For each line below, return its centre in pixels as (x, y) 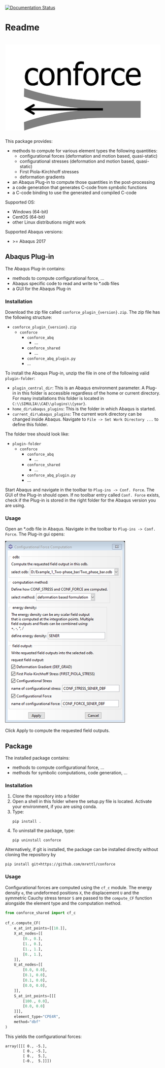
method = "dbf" (27, 1022)
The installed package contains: (37, 758)
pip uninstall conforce (37, 840)
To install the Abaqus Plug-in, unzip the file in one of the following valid (77, 373)
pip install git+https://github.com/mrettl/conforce (60, 865)
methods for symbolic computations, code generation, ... (70, 773)
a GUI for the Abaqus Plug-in (42, 289)
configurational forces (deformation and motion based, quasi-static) (88, 156)
